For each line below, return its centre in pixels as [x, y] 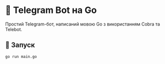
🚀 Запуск [20, 45]
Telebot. [14, 29]
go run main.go [21, 56]
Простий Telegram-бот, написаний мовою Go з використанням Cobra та [82, 24]
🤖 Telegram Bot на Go [51, 10]
